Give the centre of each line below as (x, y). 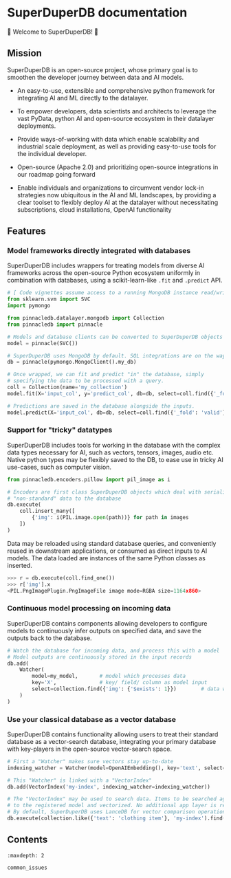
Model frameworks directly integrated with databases (99, 251)
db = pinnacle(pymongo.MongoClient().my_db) (72, 362)
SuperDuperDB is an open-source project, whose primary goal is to (102, 69)
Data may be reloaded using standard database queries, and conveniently (112, 543)
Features (26, 231)
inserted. (20, 565)
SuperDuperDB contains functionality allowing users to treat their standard (113, 734)
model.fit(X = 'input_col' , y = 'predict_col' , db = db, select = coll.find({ (110, 393)
